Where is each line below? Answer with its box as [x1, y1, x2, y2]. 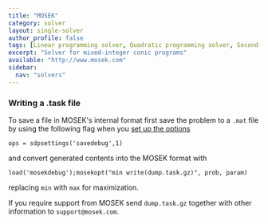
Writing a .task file [8, 97, 81, 108]
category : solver [8, 19, 66, 27]
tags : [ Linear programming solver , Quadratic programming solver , [8, 41, 234, 49]
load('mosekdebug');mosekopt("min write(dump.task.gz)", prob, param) [8, 168, 248, 176]
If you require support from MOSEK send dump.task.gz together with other [8, 198, 253, 207]
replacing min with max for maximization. [8, 183, 140, 192]
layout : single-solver [8, 26, 84, 34]
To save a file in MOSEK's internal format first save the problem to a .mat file [8, 115, 259, 124]
